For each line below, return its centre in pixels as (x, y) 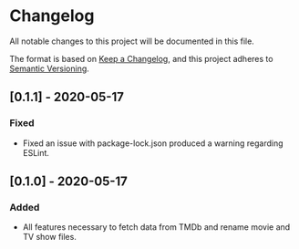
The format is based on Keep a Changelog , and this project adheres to (141, 58)
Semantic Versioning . (49, 68)
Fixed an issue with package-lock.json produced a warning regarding (153, 143)
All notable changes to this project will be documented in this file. (132, 41)
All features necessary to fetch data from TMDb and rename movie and (156, 227)
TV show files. (50, 237)
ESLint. (36, 152)
